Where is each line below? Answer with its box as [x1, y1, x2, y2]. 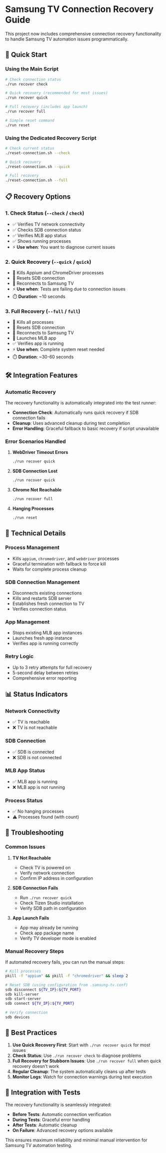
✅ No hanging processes [12, 808, 64, 814]
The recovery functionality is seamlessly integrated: [5, 1101, 112, 1107]
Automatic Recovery [5, 388, 56, 395]
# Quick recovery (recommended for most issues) [5, 91, 108, 96]
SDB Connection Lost [12, 468, 58, 474]
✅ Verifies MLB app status [12, 232, 67, 238]
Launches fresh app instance [12, 635, 72, 641]
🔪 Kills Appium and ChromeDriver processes [12, 270, 104, 276]
